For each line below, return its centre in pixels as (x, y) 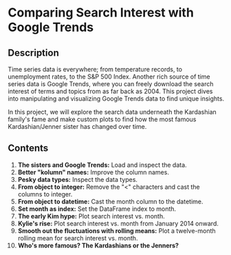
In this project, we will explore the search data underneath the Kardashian (112, 112)
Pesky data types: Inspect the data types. (78, 179)
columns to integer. (45, 194)
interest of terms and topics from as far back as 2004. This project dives (110, 91)
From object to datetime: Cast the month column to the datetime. (110, 201)
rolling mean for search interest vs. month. (78, 238)
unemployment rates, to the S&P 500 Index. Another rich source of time (109, 76)
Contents (28, 149)
